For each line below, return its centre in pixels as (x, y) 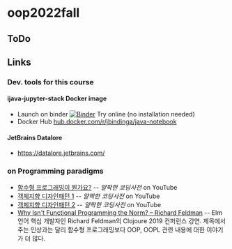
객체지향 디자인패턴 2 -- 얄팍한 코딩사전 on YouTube (89, 204)
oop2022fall (44, 13)
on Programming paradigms (56, 171)
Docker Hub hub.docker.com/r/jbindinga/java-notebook (97, 122)
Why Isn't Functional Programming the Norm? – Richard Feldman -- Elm (120, 212)
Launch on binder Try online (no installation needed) (106, 114)
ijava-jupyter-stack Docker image (57, 98)
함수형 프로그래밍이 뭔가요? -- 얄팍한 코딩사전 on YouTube (97, 187)
